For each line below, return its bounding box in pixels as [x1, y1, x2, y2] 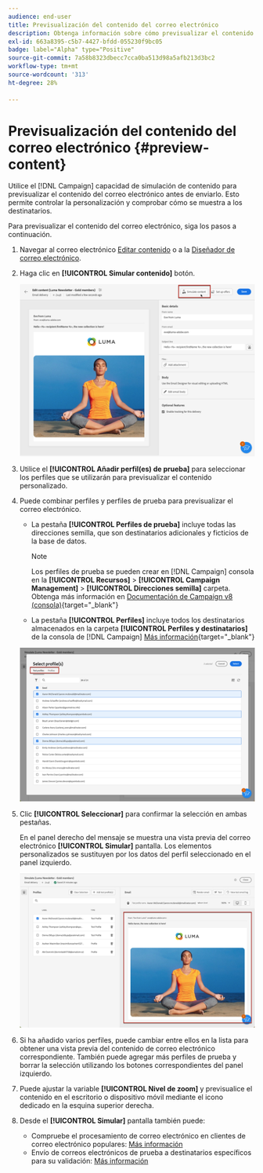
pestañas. [19, 817, 52, 828]
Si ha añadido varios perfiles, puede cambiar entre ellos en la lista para [19, 1035, 249, 1044]
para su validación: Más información [31, 1156, 149, 1165]
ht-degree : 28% [8, 79, 58, 86]
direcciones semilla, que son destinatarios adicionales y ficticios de [31, 528, 249, 538]
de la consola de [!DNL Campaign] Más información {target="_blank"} [31, 632, 255, 641]
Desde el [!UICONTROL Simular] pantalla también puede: [19, 1116, 206, 1125]
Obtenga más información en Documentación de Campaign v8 [31, 592, 233, 601]
